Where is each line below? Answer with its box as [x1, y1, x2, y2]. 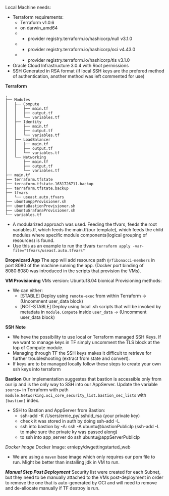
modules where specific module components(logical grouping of [12, 232, 147, 238]
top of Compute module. [12, 345, 64, 351]
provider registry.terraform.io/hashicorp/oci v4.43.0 [27, 47, 136, 52]
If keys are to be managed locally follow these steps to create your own [12, 361, 161, 366]
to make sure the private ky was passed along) [20, 429, 118, 435]
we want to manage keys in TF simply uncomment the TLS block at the [12, 339, 160, 345]
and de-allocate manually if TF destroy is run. [5, 485, 100, 491]
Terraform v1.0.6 [20, 20, 54, 25]
